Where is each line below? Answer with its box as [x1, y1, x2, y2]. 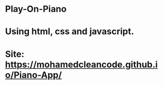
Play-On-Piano [5, 3, 67, 15]
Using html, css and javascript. [5, 26, 134, 37]
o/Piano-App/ [5, 69, 62, 81]
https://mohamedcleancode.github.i [5, 59, 158, 70]
